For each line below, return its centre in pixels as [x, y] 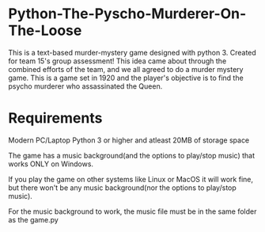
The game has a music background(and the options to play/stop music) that [132, 155]
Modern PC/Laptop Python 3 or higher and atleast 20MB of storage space [129, 140]
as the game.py [34, 219]
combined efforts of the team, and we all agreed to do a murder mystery [126, 69]
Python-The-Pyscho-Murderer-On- [127, 14]
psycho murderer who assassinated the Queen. [85, 86]
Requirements [55, 118]
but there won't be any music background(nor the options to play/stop [123, 188]
